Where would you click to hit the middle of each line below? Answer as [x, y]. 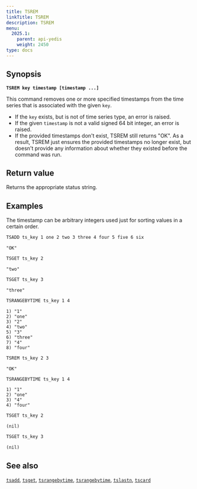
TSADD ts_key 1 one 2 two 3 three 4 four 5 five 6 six [75, 238]
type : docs [20, 50]
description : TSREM [30, 23]
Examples [25, 206]
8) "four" [18, 347]
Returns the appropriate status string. [52, 187]
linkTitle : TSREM [28, 17]
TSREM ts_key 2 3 [28, 358]
